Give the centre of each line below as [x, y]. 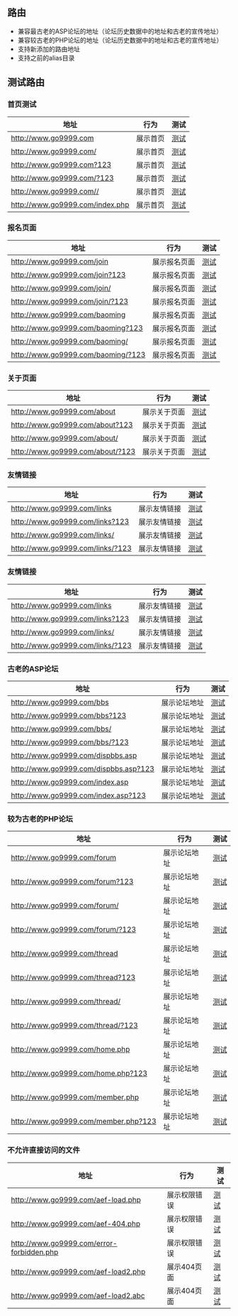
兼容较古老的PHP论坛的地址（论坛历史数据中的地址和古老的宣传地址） [120, 40]
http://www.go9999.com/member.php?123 [84, 1121]
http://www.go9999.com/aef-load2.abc [78, 1295]
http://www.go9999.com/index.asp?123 [79, 795]
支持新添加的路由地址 [49, 49]
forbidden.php [35, 1252]
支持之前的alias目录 [46, 58]
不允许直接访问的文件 [44, 1151]
